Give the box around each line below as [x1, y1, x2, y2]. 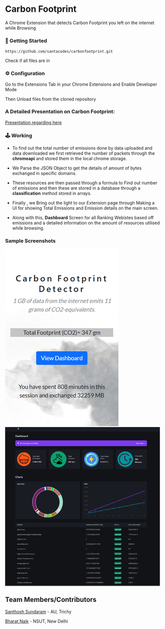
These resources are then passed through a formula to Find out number [12, 180, 158, 186]
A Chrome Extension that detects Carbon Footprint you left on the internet [5, 20, 155, 26]
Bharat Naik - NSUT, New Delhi [5, 618, 68, 624]
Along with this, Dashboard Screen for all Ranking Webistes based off [12, 215, 154, 221]
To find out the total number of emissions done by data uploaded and [12, 145, 153, 151]
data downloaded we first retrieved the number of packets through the [12, 150, 155, 156]
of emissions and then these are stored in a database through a [12, 185, 141, 191]
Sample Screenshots [5, 237, 56, 244]
